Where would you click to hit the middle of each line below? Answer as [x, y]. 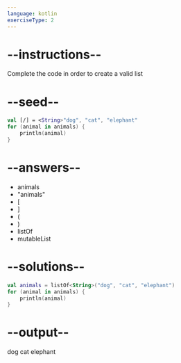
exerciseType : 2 [31, 20]
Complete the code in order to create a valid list [75, 74]
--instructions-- [54, 55]
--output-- [38, 333]
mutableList [34, 239]
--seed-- [33, 102]
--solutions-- [46, 267]
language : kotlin [32, 14]
